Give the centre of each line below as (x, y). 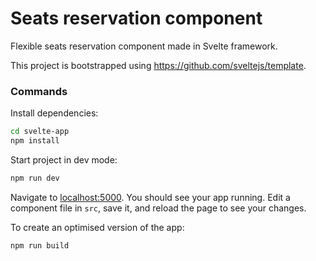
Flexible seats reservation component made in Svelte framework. (144, 46)
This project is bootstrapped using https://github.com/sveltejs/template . (158, 65)
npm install (35, 141)
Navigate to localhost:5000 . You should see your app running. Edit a (150, 197)
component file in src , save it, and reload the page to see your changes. (158, 208)
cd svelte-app (40, 132)
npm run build (40, 245)
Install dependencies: (54, 113)
